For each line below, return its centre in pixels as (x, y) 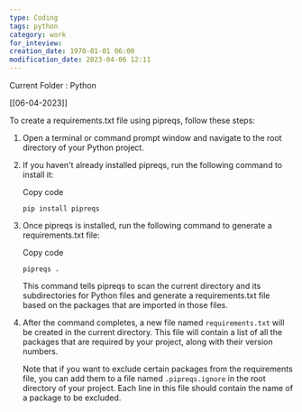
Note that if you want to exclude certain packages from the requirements (157, 369)
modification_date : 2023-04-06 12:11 (80, 60)
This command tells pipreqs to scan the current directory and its (142, 286)
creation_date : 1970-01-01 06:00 (72, 51)
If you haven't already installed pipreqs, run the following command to (152, 165)
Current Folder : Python (53, 85)
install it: (38, 174)
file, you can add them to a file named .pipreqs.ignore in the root (144, 379)
